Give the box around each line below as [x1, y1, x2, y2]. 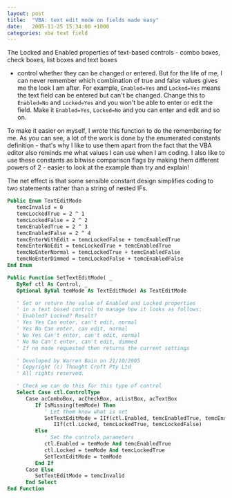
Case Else [25, 466, 54, 473]
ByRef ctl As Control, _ [16, 281, 88, 288]
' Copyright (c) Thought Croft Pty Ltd [16, 364, 131, 371]
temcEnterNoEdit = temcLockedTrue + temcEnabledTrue [16, 243, 171, 250]
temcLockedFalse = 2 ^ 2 [16, 216, 88, 223]
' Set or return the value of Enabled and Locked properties [16, 299, 196, 306]
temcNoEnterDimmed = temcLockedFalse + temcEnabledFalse [16, 255, 184, 263]
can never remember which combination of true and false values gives [17, 77, 218, 85]
